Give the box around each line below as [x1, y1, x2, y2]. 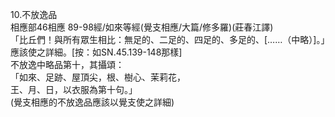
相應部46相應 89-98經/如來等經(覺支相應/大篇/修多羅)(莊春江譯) [10, 21, 274, 33]
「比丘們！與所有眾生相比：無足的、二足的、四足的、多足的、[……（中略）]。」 [10, 34, 326, 45]
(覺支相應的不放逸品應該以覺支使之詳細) [10, 96, 175, 108]
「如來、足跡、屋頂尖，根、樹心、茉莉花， [10, 71, 186, 83]
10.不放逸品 [10, 9, 58, 20]
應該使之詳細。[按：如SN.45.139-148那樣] [10, 46, 183, 58]
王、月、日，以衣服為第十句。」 [10, 84, 138, 95]
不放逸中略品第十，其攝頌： [10, 59, 125, 70]
